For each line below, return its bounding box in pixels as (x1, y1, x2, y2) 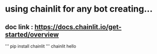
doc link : (5, 23, 34, 31)
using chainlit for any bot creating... (5, 3, 153, 15)
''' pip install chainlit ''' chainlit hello (5, 43, 76, 49)
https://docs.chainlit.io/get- (35, 23, 122, 31)
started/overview (5, 30, 59, 38)
